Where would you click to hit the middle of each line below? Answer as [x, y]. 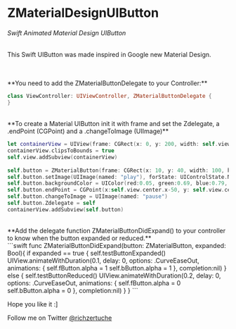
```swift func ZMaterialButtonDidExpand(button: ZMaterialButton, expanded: [117, 245]
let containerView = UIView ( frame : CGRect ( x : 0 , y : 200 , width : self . [113, 144]
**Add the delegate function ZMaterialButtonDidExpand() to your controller [117, 230]
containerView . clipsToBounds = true [61, 151]
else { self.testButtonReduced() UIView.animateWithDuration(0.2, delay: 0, [114, 275]
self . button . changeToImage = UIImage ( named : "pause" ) [88, 197]
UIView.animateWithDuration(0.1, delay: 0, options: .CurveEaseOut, [104, 260]
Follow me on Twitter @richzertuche [60, 318]
